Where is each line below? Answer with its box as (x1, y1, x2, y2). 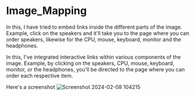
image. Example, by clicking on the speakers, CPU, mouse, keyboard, (6, 60, 175, 67)
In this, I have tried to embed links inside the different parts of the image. (6, 23, 183, 30)
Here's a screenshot (6, 83, 55, 90)
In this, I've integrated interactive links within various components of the (6, 53, 181, 60)
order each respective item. (6, 72, 74, 79)
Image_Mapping (6, 4, 87, 18)
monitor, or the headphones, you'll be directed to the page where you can (6, 66, 185, 73)
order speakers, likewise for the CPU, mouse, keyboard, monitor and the (6, 36, 181, 43)
